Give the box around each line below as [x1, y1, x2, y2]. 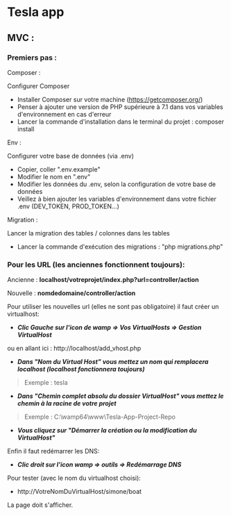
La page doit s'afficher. [7, 501, 74, 509]
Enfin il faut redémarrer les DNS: [7, 447, 100, 456]
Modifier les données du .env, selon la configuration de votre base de [17, 180, 216, 188]
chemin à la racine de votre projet [17, 399, 117, 408]
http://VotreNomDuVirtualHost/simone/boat [17, 488, 142, 496]
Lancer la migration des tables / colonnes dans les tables [7, 228, 170, 237]
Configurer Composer [7, 81, 70, 90]
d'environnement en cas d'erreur [17, 110, 112, 118]
